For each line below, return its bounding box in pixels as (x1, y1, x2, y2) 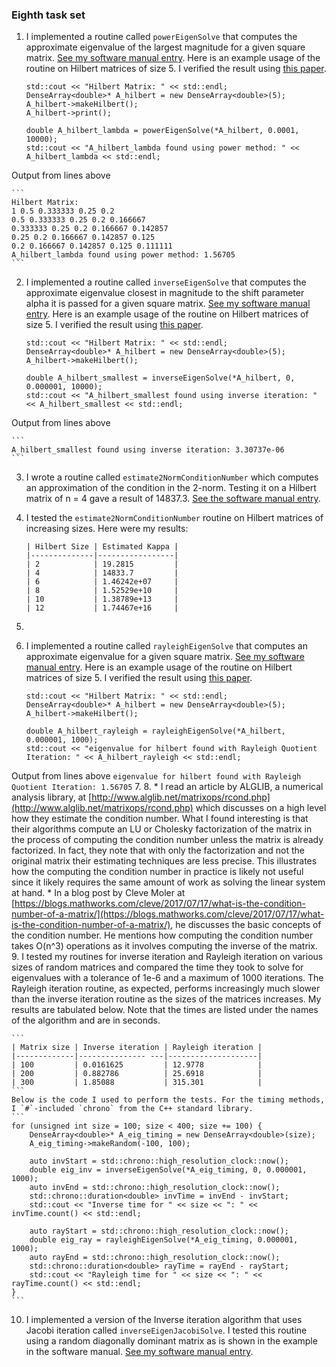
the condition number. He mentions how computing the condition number (11, 929, 314, 942)
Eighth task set (11, 8, 86, 22)
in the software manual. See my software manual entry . (25, 1346, 254, 1358)
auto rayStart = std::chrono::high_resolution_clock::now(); (29, 1226, 289, 1237)
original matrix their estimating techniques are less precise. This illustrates (11, 855, 318, 867)
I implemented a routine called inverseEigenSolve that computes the (25, 276, 307, 288)
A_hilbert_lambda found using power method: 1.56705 (11, 250, 236, 260)
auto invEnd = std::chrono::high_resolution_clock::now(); (29, 1183, 281, 1193)
